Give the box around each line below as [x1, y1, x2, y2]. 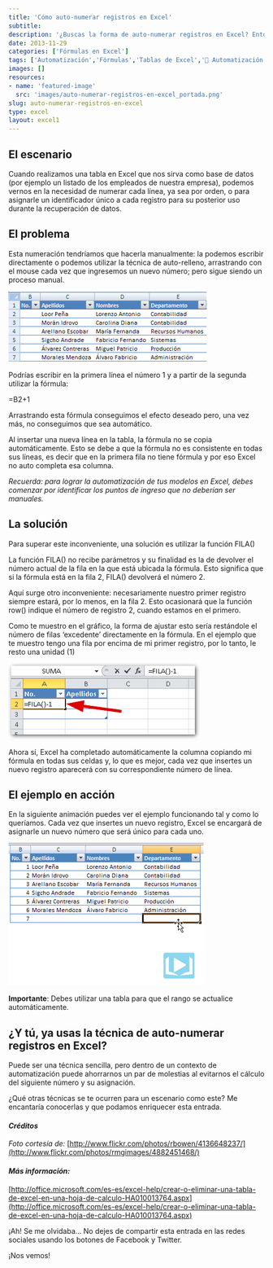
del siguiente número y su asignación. [8, 1077, 136, 1087]
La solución [8, 517, 68, 531]
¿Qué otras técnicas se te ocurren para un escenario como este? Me [8, 1094, 238, 1103]
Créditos [8, 1121, 39, 1130]
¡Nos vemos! [8, 1250, 51, 1260]
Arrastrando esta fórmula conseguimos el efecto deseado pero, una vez [8, 410, 249, 419]
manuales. [8, 494, 44, 503]
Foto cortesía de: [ [8, 1139, 71, 1148]
